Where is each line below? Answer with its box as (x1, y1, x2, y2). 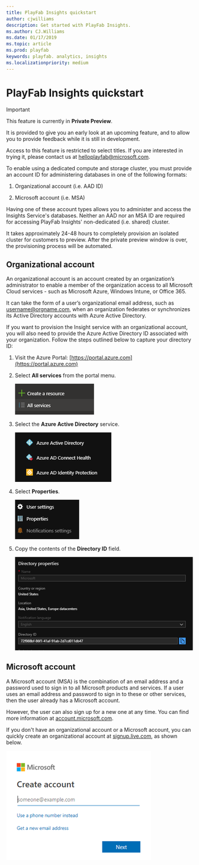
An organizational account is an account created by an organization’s (6, 275, 175, 283)
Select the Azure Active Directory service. (14, 421, 120, 428)
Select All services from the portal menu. (14, 372, 117, 379)
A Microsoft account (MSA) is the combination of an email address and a (6, 678, 184, 685)
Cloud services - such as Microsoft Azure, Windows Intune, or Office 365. (6, 288, 187, 295)
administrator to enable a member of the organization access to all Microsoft (6, 281, 193, 289)
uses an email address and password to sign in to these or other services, (6, 690, 187, 697)
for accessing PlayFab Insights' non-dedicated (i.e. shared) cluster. (6, 218, 170, 225)
